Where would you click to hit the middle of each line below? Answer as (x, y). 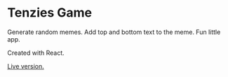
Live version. (26, 66)
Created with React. (36, 53)
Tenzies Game (50, 13)
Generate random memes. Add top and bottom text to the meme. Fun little (114, 32)
